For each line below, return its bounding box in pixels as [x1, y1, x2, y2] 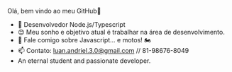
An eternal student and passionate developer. [17, 56, 151, 65]
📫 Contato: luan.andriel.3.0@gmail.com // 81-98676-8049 [17, 47, 189, 54]
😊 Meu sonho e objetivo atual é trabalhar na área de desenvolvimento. [17, 28, 225, 36]
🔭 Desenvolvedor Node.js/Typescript [17, 20, 126, 28]
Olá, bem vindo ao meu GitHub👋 [7, 7, 101, 15]
